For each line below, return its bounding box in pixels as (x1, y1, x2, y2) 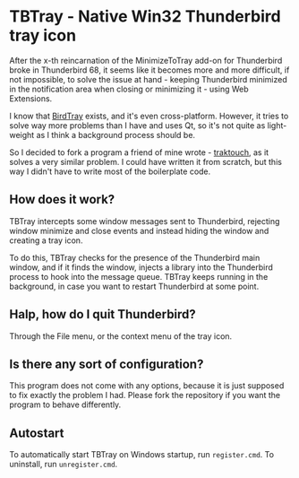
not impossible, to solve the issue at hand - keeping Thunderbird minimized (9, 74, 288, 84)
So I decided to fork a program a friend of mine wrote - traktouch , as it (9, 146, 269, 158)
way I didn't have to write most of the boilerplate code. (9, 166, 211, 177)
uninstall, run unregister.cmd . (9, 459, 118, 470)
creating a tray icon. (9, 235, 83, 246)
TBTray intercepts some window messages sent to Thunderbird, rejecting (9, 215, 280, 226)
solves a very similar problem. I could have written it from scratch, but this (9, 156, 282, 167)
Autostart (9, 425, 64, 440)
